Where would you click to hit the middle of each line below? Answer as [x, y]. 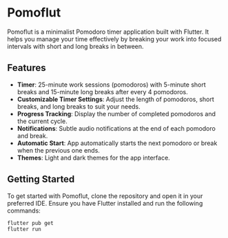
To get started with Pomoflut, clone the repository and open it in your [105, 196]
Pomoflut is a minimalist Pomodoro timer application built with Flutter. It [108, 32]
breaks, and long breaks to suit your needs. [79, 106]
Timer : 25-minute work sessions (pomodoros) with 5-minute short [112, 85]
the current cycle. [42, 121]
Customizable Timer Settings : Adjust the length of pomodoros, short [116, 99]
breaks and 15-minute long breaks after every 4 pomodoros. [102, 91]
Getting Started [41, 179]
